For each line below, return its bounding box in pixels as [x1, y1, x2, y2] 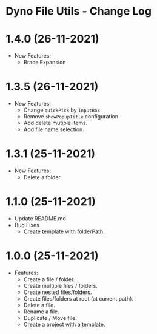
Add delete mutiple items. [23, 120, 88, 127]
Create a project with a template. [23, 321, 105, 328]
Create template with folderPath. [23, 228, 105, 235]
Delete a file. [23, 301, 55, 308]
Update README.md [14, 214, 66, 222]
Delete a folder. [23, 174, 62, 180]
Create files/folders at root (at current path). [23, 295, 134, 302]
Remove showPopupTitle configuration [23, 113, 119, 120]
